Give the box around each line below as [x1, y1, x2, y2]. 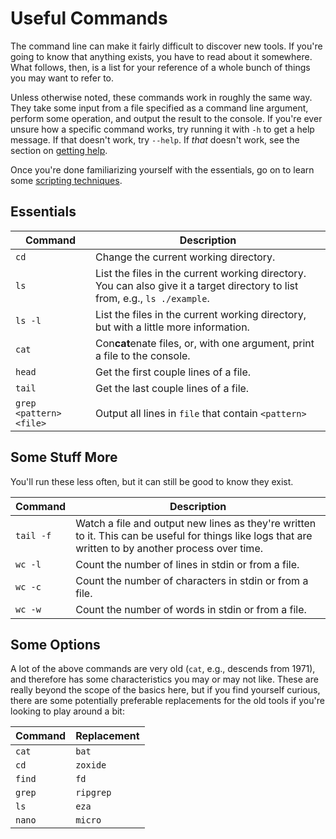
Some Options [10, 636, 101, 653]
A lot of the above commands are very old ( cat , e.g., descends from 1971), [10, 663, 316, 675]
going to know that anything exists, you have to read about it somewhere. [10, 50, 313, 62]
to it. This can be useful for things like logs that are [75, 528, 313, 542]
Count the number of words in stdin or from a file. [75, 602, 307, 616]
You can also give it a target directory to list [95, 278, 299, 292]
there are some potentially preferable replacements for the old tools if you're [10, 695, 325, 707]
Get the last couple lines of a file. [95, 381, 250, 395]
